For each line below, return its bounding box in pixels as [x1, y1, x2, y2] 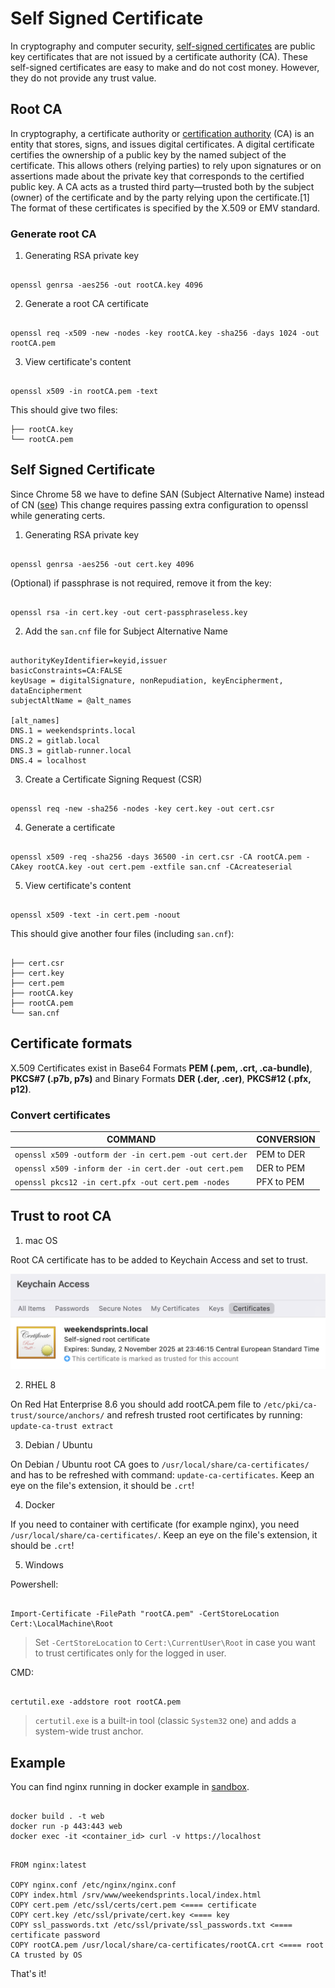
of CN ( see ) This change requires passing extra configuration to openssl [10, 498, 309, 511]
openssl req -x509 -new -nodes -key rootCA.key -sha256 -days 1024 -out [10, 328, 320, 339]
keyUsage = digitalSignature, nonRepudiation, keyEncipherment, [10, 675, 284, 686]
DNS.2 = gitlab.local [10, 735, 101, 746]
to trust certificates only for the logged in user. [34, 1647, 227, 1659]
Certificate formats [10, 1035, 133, 1052]
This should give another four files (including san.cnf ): [10, 927, 235, 939]
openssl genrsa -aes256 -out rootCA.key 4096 [10, 280, 203, 291]
